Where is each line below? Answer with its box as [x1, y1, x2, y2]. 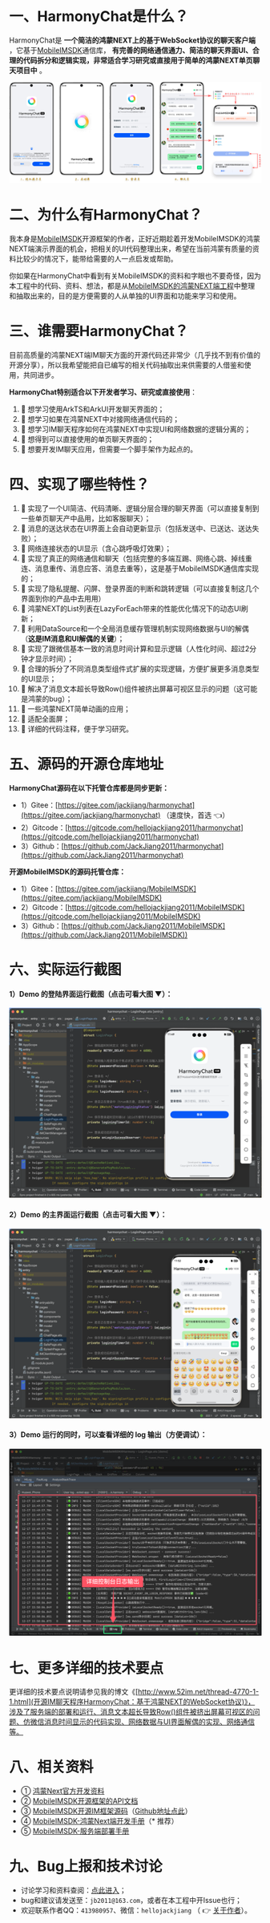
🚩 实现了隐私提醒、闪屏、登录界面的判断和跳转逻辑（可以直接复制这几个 [20, 584, 260, 593]
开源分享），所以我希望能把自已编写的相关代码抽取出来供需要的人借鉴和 [9, 360, 244, 370]
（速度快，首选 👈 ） [162, 810, 230, 820]
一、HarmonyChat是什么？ [9, 7, 189, 26]
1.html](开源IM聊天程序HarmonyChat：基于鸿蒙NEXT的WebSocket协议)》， [9, 1697, 256, 1706]
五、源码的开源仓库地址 [9, 755, 164, 774]
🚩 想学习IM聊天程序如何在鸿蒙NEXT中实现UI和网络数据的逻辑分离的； [20, 424, 252, 434]
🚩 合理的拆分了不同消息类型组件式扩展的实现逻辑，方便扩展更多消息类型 [20, 664, 260, 674]
